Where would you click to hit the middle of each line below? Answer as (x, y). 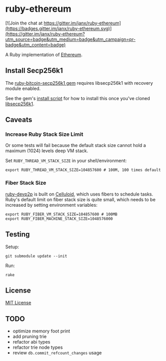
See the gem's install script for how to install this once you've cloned (78, 98)
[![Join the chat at (24, 23)
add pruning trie (30, 336)
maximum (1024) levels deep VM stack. (47, 151)
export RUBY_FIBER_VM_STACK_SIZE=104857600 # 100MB (61, 214)
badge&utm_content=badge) (35, 44)
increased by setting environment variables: (52, 205)
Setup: (12, 247)
